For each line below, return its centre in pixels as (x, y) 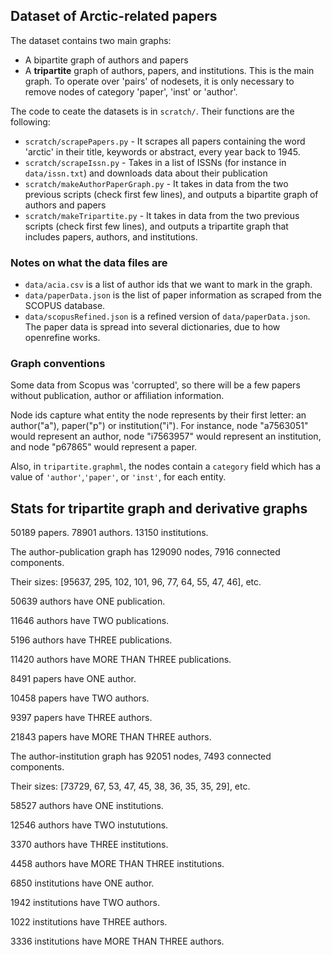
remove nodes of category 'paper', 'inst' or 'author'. (131, 91)
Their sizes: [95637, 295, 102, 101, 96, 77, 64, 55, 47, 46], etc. (136, 582)
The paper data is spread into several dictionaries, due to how (152, 327)
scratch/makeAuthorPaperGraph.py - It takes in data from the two (156, 183)
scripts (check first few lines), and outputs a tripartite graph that (156, 226)
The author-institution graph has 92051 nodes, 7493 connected (141, 756)
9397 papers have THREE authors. (81, 718)
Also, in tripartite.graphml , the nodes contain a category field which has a (166, 466)
